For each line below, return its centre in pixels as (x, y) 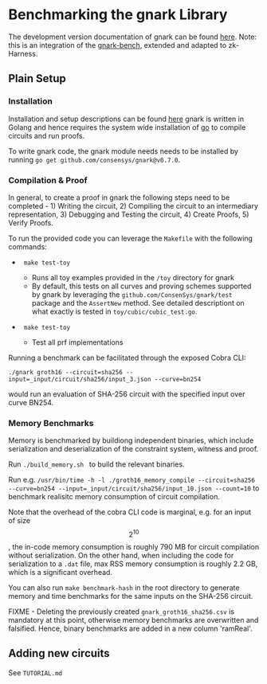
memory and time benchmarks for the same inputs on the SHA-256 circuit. (131, 596)
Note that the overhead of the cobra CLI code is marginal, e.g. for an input (130, 512)
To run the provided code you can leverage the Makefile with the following (131, 238)
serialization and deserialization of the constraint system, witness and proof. (133, 449)
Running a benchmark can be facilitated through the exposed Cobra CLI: (127, 358)
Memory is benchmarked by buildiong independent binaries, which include (131, 440)
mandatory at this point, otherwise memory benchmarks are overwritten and (133, 620)
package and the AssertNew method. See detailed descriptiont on (138, 303)
